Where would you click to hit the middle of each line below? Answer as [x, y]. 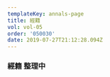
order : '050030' [31, 34]
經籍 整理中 [27, 66]
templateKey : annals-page [45, 14]
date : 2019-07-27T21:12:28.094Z [55, 40]
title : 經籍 [24, 20]
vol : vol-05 [25, 27]
